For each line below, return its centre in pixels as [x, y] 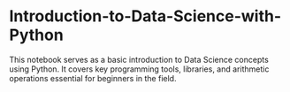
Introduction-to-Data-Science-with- [145, 16]
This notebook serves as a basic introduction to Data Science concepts [139, 59]
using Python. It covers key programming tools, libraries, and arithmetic [139, 69]
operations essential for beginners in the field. [93, 78]
